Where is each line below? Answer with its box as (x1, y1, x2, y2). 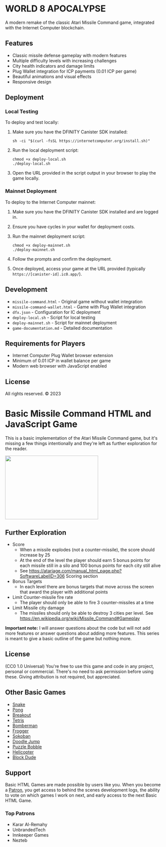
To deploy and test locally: (5, 119, 59, 125)
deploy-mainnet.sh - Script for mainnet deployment (12, 319, 117, 326)
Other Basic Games (5, 688, 66, 697)
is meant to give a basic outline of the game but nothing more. (5, 635, 132, 642)
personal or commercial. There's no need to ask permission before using (5, 668, 154, 674)
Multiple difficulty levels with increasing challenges (12, 58, 117, 64)
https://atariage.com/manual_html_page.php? (29, 567, 122, 573)
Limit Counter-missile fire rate (12, 594, 73, 600)
